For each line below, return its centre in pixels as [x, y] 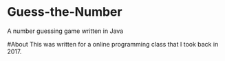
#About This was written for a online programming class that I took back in [113, 44]
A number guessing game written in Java [65, 31]
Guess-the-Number [65, 12]
